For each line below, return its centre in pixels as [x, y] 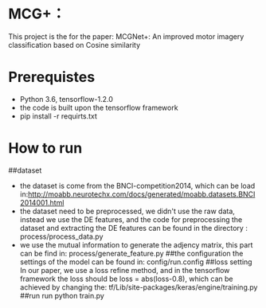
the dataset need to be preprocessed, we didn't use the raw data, [127, 211]
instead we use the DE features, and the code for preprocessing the [131, 219]
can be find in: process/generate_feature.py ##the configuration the [131, 253]
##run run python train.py [62, 295]
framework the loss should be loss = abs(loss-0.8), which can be [126, 279]
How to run [45, 148]
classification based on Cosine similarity [74, 45]
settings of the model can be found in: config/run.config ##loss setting [136, 262]
